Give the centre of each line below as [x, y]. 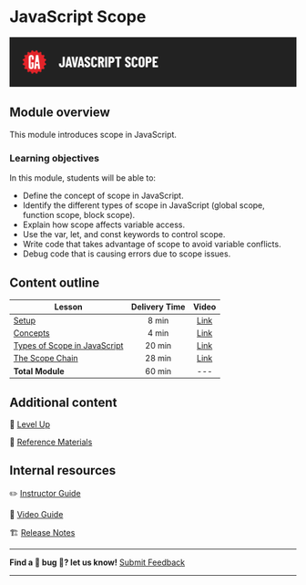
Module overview [60, 113]
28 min [158, 359]
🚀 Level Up [30, 424]
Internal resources [63, 470]
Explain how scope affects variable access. [103, 225]
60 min [158, 371]
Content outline [55, 282]
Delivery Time [158, 307]
